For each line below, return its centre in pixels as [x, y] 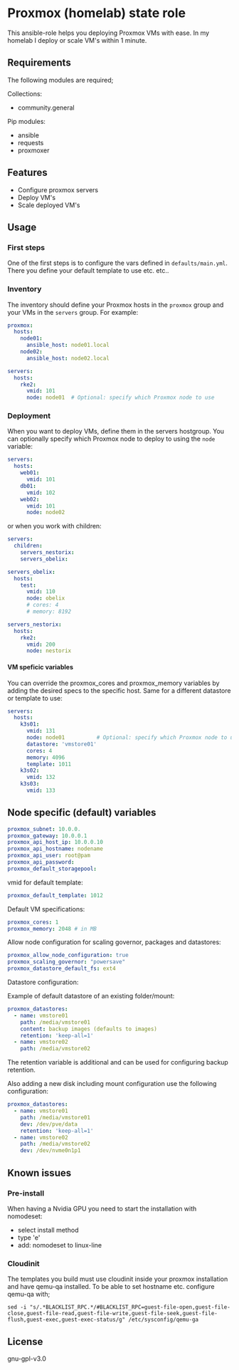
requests [31, 142]
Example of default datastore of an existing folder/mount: [91, 996]
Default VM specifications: [46, 909]
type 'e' [29, 1238]
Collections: [25, 93]
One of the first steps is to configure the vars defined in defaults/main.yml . [117, 263]
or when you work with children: [54, 526]
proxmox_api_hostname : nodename [55, 849]
